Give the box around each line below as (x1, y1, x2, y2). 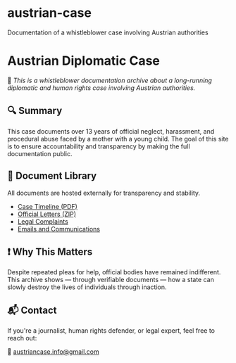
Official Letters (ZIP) (17, 210, 76, 218)
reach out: (7, 334, 37, 343)
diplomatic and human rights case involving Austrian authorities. (7, 83, 196, 92)
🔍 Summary (7, 105, 63, 117)
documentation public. (7, 149, 73, 158)
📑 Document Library (7, 170, 97, 182)
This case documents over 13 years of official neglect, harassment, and (7, 127, 215, 135)
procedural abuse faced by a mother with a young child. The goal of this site (7, 134, 229, 143)
